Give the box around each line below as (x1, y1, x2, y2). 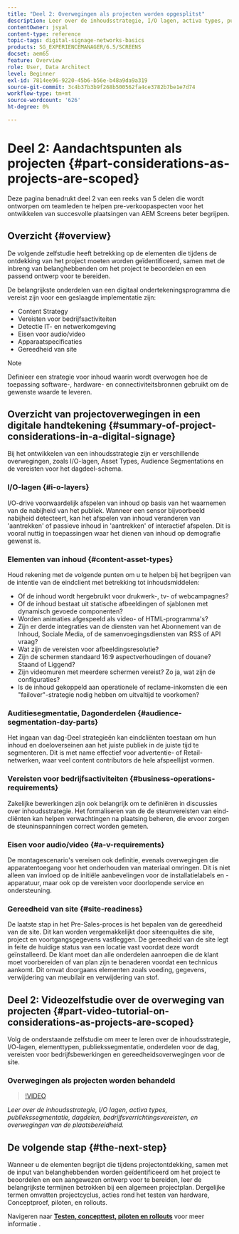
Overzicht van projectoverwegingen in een (7, 408, 201, 421)
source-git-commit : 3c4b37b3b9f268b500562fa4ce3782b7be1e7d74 (7, 83, 196, 91)
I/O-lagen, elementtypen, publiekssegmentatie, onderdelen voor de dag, (7, 1043, 220, 1051)
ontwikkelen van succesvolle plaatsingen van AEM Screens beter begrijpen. (7, 209, 230, 218)
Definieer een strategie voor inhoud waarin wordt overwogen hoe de (7, 372, 208, 381)
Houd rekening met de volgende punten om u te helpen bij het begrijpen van (7, 571, 231, 579)
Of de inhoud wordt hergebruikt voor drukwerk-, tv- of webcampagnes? (17, 592, 229, 601)
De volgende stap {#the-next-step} (7, 1141, 167, 1153)
